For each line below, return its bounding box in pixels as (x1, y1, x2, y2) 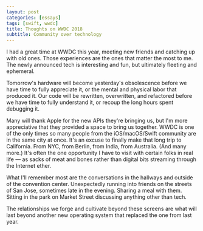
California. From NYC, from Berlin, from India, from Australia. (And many (6, 143, 187, 150)
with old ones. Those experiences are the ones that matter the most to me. (6, 55, 193, 62)
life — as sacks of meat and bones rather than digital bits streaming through (6, 156, 196, 163)
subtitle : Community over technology (6, 32, 102, 38)
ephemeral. (6, 67, 35, 75)
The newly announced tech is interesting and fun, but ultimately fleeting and (6, 61, 198, 69)
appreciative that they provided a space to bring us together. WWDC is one (6, 123, 194, 131)
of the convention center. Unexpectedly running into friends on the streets (6, 181, 193, 188)
